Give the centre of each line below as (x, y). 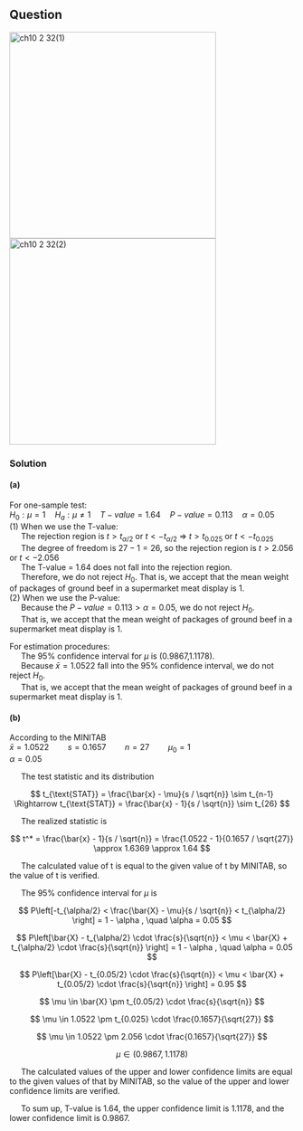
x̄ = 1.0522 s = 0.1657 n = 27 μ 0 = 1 (100, 748)
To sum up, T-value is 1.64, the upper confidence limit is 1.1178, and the (153, 1108)
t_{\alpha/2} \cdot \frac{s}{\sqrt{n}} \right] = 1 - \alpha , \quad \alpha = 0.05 (152, 947)
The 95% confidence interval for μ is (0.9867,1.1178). (118, 656)
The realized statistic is (64, 821)
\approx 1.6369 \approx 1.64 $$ (152, 848)
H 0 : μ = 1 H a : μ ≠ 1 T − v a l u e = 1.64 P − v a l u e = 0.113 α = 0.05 (142, 515)
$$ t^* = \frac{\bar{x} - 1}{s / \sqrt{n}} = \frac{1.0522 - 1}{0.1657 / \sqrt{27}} (152, 838)
